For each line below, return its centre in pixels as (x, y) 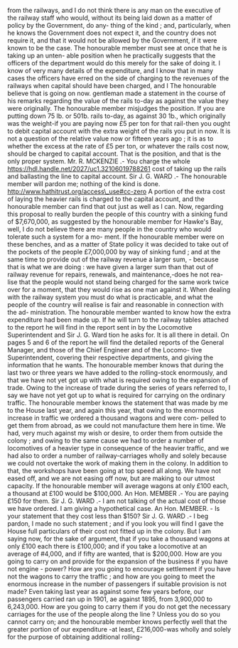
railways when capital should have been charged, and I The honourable (112, 86)
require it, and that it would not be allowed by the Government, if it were (112, 40)
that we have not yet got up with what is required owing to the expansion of (118, 380)
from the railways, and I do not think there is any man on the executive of (114, 10)
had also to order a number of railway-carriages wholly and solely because (117, 455)
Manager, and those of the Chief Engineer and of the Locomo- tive (105, 350)
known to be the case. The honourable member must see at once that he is (117, 48)
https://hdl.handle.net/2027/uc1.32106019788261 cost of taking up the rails (117, 169)
